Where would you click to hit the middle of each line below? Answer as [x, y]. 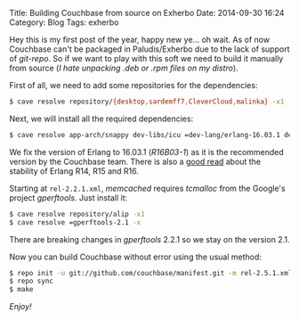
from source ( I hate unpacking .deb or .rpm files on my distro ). [124, 68]
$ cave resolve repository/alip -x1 [77, 214]
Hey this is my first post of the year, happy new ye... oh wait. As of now [139, 40]
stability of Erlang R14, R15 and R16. [74, 171]
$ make [21, 290]
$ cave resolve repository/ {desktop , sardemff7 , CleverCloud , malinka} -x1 [147, 102]
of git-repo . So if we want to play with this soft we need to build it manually [146, 58]
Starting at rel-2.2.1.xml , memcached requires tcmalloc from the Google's [148, 188]
